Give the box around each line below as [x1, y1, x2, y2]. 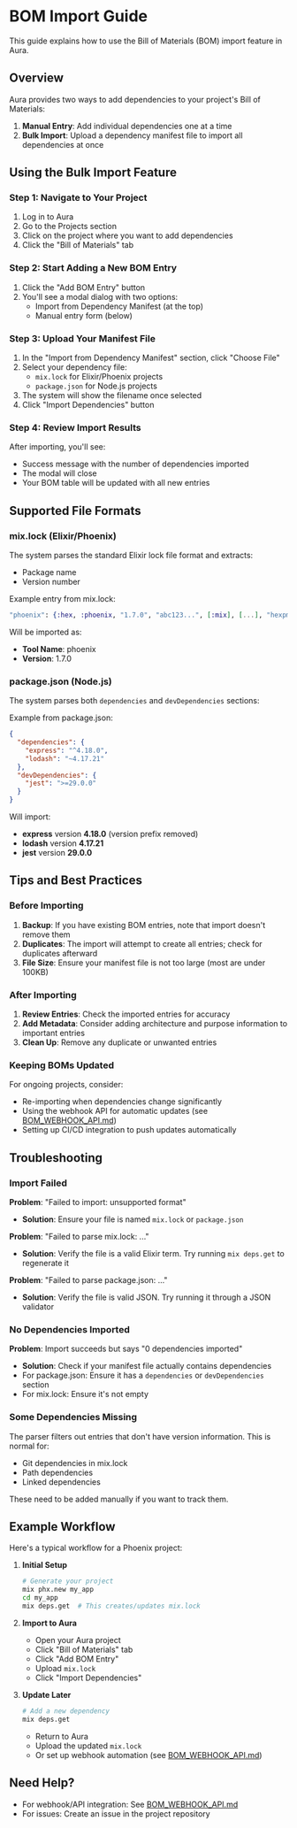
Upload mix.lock [34, 1663, 96, 1673]
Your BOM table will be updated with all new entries [21, 478, 210, 488]
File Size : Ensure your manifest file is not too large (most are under [21, 957, 266, 968]
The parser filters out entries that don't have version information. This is [9, 1431, 271, 1441]
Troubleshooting [9, 1150, 103, 1165]
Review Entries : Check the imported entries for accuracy [21, 1009, 231, 1019]
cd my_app [21, 1594, 59, 1602]
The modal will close [21, 468, 97, 479]
